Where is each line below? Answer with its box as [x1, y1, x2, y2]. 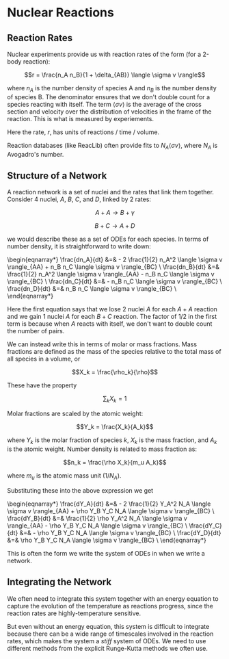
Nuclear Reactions [7, 5, 114, 21]
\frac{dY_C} [189, 521, 222, 530]
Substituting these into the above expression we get [7, 486, 154, 494]
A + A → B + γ [95, 209, 135, 217]
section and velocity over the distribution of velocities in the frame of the [7, 107, 212, 116]
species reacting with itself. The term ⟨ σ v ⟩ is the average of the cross [7, 100, 202, 108]
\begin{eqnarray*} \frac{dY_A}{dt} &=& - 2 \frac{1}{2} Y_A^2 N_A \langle [7, 500, 211, 508]
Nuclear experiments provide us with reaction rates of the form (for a [7, 50, 202, 58]
